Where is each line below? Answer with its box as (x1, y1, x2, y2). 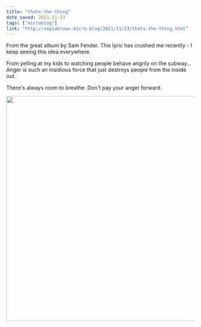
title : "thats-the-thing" (6, 8, 71, 15)
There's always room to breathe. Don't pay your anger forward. (6, 84, 162, 92)
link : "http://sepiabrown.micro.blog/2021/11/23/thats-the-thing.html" (6, 25, 188, 32)
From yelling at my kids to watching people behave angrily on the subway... (6, 60, 191, 67)
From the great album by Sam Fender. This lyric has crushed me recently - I (6, 42, 193, 49)
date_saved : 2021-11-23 (6, 14, 66, 20)
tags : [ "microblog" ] (6, 20, 58, 26)
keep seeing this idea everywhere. (6, 49, 91, 56)
